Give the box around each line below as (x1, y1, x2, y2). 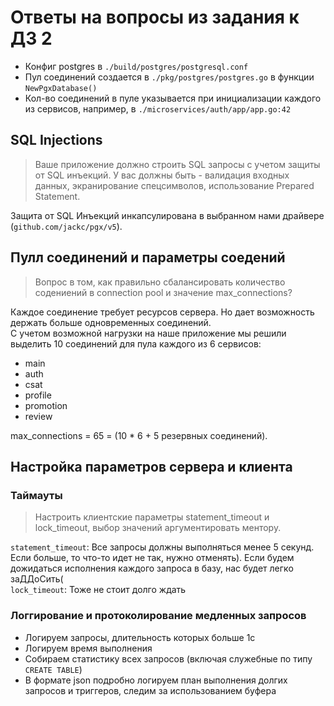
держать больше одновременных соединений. (10, 316, 212, 328)
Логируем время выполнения (24, 642, 153, 654)
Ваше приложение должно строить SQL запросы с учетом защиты (34, 158, 321, 170)
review (24, 410, 53, 422)
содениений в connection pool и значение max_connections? (34, 286, 293, 298)
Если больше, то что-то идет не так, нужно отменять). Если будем (10, 552, 295, 564)
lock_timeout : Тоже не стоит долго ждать (10, 584, 187, 596)
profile (24, 389, 52, 401)
